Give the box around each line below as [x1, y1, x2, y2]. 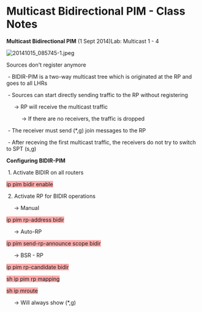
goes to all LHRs [6, 79, 48, 87]
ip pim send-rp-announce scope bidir [6, 239, 101, 247]
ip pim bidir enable [6, 180, 53, 187]
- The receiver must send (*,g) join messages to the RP [7, 126, 146, 134]
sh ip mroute [6, 287, 39, 294]
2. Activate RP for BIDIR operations [7, 192, 96, 200]
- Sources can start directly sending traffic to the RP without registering [7, 91, 189, 98]
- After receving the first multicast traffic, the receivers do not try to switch [7, 139, 196, 146]
